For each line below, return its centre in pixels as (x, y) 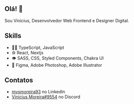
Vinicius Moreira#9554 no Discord (46, 97)
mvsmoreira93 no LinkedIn (38, 92)
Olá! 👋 (14, 9)
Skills (13, 36)
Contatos (19, 80)
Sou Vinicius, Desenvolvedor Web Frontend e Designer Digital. (67, 20)
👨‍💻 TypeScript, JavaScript (38, 47)
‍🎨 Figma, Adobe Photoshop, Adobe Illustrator (57, 65)
